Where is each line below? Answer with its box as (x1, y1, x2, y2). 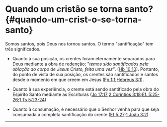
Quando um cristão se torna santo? (5, 3, 153, 15)
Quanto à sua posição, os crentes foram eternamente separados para (12, 55, 155, 61)
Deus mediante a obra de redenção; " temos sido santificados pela (12, 61, 149, 67)
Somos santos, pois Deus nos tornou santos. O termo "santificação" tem (5, 41, 154, 46)
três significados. (5, 46, 41, 52)
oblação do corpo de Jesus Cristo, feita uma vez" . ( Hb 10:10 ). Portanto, (12, 66, 160, 72)
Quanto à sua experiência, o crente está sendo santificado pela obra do (12, 86, 159, 92)
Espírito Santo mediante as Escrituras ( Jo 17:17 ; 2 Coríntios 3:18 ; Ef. (12, 91, 148, 97)
